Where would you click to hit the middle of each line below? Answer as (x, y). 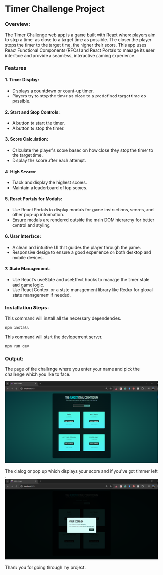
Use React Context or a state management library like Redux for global (82, 290)
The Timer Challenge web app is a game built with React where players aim (80, 35)
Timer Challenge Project (55, 9)
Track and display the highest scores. (49, 182)
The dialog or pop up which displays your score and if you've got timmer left (81, 471)
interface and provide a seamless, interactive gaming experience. (70, 56)
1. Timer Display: (22, 80)
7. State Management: (27, 268)
